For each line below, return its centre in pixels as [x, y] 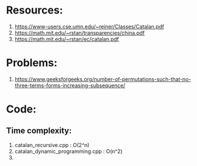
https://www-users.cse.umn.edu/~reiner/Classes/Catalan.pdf [89, 26]
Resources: [35, 10]
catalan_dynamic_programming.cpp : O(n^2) [68, 151]
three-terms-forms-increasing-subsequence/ [70, 85]
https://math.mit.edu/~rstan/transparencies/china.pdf [80, 32]
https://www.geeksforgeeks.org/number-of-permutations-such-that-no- [103, 79]
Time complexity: [39, 131]
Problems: [32, 63]
